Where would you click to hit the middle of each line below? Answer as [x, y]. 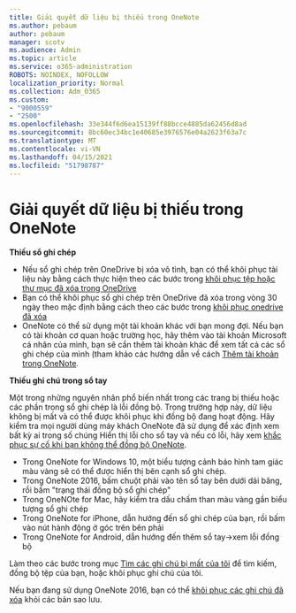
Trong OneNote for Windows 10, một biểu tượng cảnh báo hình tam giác [152, 462]
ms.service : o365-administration [71, 67]
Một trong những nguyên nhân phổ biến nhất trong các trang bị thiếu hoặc [144, 398]
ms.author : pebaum [43, 26]
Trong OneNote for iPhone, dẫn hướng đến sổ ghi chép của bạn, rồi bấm [153, 518]
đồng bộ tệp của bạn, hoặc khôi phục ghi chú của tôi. [106, 573]
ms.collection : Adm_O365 [55, 91]
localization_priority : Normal [67, 83]
